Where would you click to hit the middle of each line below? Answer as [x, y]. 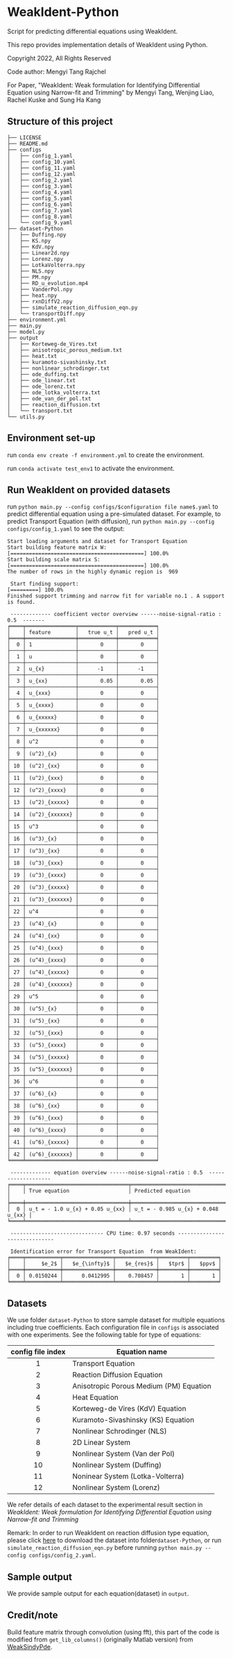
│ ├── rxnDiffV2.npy [40, 301]
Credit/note [33, 1615]
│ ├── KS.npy [29, 241]
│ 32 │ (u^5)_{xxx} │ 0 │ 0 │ [83, 1033]
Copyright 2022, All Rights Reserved [59, 58]
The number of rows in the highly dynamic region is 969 [93, 572]
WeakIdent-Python [63, 12]
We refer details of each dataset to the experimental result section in [105, 1505]
